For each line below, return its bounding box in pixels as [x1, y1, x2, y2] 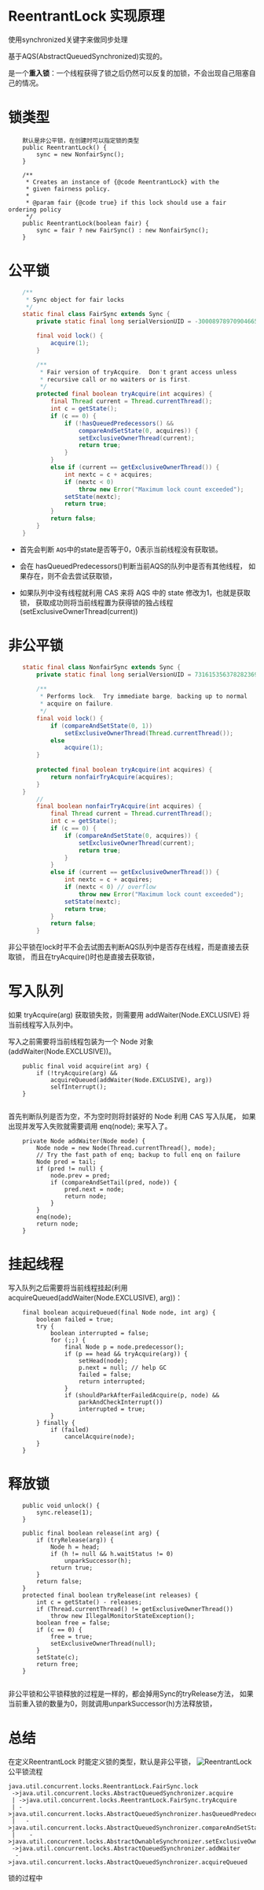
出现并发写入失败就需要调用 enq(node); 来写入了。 [8, 1122, 172, 1131]
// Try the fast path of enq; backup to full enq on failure [36, 1151, 241, 1159]
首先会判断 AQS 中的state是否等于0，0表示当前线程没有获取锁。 [19, 545, 222, 554]
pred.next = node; [64, 1185, 125, 1194]
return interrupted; [78, 1378, 146, 1386]
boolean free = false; [36, 1619, 111, 1627]
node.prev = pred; [49, 1172, 111, 1180]
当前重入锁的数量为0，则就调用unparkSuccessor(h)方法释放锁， [8, 1698, 217, 1708]
